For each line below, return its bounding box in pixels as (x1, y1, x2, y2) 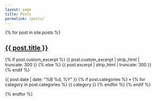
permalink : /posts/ (5, 16, 45, 21)
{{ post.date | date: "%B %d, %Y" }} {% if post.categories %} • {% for (5, 77, 146, 82)
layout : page (5, 7, 32, 12)
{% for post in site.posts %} (5, 30, 61, 36)
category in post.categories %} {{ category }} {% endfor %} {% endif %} (5, 81, 151, 88)
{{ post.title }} (5, 43, 49, 52)
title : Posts (5, 12, 32, 17)
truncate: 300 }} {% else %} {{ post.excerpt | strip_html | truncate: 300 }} (5, 62, 152, 68)
